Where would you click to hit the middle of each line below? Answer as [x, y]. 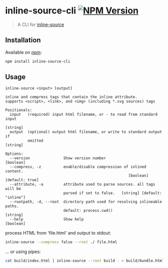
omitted [35, 141]
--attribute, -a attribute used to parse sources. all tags [82, 185]
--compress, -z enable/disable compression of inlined [78, 167]
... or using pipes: [23, 252]
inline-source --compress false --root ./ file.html [61, 242]
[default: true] [22, 180]
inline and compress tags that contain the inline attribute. [71, 97]
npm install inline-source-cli [38, 61]
